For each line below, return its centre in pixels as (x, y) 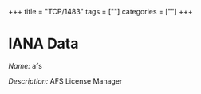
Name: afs (25, 65)
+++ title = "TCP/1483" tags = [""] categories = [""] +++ (100, 12)
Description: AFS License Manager (65, 81)
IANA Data (43, 44)
